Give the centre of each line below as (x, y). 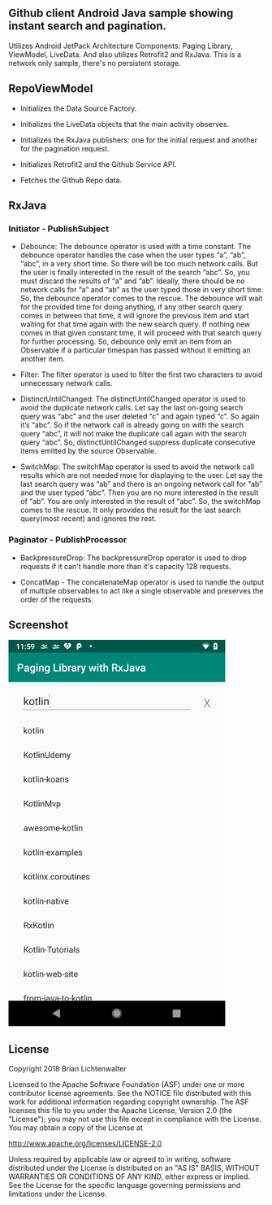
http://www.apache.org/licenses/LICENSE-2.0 (85, 1144)
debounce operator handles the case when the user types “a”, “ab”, (133, 255)
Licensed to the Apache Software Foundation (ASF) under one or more (127, 1084)
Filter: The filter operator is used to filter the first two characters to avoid (141, 375)
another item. (42, 359)
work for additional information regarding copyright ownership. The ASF (129, 1102)
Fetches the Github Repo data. (71, 180)
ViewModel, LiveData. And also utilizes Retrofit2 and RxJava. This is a (125, 54)
